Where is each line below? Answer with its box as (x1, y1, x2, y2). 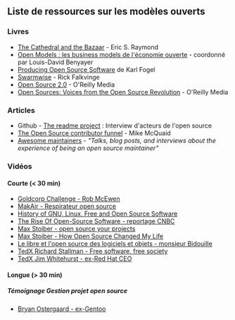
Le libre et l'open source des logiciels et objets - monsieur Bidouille (17, 240, 212, 248)
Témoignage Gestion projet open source (7, 287, 128, 295)
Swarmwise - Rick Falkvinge (17, 73, 100, 81)
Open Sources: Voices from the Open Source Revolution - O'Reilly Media (17, 87, 229, 96)
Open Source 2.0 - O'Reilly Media (17, 80, 115, 89)
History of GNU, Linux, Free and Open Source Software (17, 209, 178, 218)
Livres (7, 27, 30, 37)
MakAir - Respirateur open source (17, 202, 116, 211)
